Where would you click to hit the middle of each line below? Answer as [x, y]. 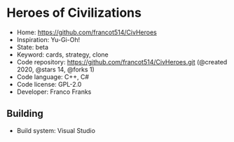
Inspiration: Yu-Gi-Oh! [48, 39]
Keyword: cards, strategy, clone [63, 55]
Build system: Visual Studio [56, 130]
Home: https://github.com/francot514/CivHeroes [87, 32]
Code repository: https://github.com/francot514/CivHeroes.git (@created [122, 62]
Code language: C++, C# [53, 77]
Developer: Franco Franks [54, 92]
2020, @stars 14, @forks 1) [56, 69]
